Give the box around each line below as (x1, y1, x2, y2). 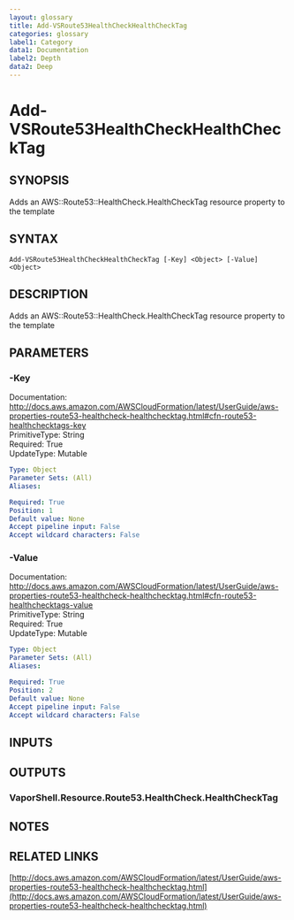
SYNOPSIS (9, 173, 70, 188)
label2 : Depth (9, 54, 62, 63)
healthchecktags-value (9, 600, 94, 610)
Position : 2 (9, 686, 53, 694)
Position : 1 (9, 506, 53, 515)
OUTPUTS (9, 765, 66, 780)
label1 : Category (9, 37, 73, 47)
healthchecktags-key (9, 420, 87, 431)
